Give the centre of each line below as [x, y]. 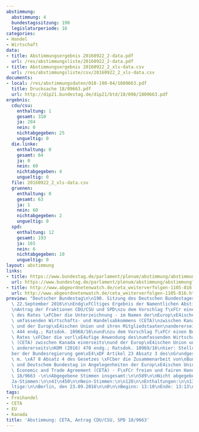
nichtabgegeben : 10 [41, 255]
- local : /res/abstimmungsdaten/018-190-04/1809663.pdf [76, 84]
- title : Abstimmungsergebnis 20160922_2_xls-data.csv [75, 67]
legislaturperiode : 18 [39, 28]
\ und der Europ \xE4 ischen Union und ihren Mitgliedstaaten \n [90, 326]
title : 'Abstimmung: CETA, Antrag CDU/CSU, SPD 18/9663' [78, 420]
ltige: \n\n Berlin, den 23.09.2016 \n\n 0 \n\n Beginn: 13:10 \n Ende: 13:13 [100, 387]
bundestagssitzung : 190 [41, 23]
